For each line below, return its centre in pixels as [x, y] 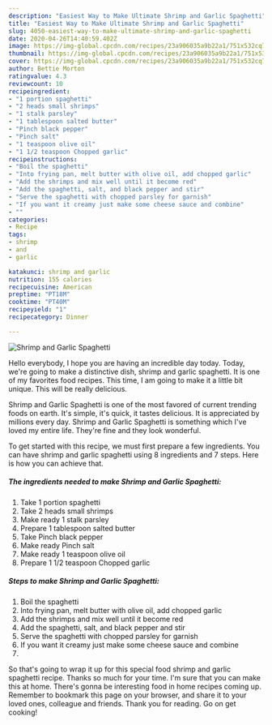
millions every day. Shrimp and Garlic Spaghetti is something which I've [127, 422]
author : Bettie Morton [47, 69]
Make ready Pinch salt [57, 545]
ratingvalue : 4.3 [38, 76]
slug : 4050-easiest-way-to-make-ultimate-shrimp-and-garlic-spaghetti [130, 31]
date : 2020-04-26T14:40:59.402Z [63, 39]
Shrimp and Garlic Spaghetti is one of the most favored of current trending [133, 404]
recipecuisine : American [50, 287]
